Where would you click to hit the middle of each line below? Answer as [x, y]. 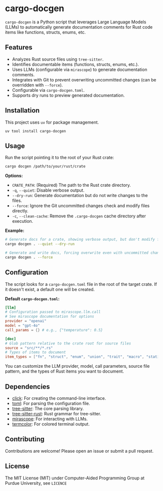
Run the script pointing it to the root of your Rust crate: [60, 158]
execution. [23, 221]
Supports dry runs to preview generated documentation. [68, 95]
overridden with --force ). [37, 85]
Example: [15, 230]
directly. [20, 211]
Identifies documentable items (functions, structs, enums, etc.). [75, 64]
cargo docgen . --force [29, 257]
